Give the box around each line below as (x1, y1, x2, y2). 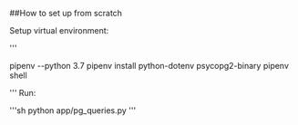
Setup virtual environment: (9, 25, 109, 35)
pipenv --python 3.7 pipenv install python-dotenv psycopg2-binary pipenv (9, 61, 290, 71)
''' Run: (9, 88, 36, 98)
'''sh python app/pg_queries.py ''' (9, 105, 137, 116)
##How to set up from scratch (9, 8, 123, 18)
